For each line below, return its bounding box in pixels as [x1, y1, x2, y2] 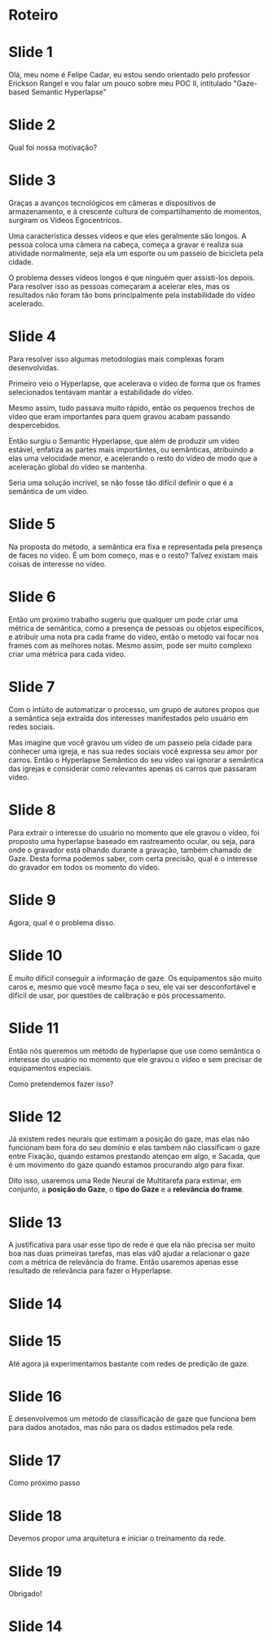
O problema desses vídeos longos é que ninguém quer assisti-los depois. [8, 273, 255, 282]
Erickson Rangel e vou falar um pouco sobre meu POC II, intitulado [8, 79, 232, 89]
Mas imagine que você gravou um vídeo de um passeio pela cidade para [8, 737, 252, 747]
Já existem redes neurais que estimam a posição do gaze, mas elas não [8, 1134, 250, 1144]
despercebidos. [8, 420, 61, 430]
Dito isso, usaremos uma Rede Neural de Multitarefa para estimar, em [8, 1176, 242, 1186]
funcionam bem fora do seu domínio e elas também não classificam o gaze [8, 1143, 261, 1152]
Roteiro [8, 6, 59, 24]
